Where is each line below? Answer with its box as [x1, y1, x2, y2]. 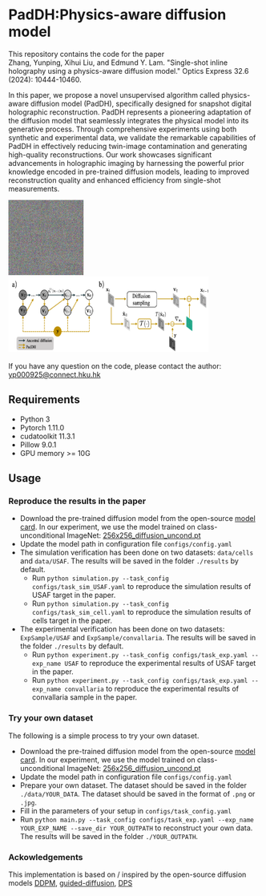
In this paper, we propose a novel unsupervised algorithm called [8, 90, 220, 99]
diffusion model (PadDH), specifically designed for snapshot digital [30, 99, 252, 108]
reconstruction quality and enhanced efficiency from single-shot [8, 175, 222, 185]
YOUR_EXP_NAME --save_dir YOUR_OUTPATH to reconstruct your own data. [19, 823, 253, 833]
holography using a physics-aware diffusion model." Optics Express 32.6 [8, 66, 249, 75]
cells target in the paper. [31, 615, 112, 626]
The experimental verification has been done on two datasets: [19, 624, 225, 634]
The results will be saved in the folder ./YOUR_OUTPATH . [19, 831, 199, 841]
